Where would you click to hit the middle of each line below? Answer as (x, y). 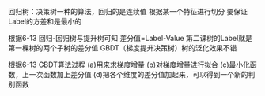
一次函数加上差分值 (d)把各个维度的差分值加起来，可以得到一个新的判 (142, 74)
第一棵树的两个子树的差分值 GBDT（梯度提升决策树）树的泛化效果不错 (123, 48)
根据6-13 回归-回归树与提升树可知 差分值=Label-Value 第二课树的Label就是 (131, 38)
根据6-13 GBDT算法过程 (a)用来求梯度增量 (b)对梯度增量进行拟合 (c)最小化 (129, 65)
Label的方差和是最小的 (45, 21)
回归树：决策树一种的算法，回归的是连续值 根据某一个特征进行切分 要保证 (128, 11)
